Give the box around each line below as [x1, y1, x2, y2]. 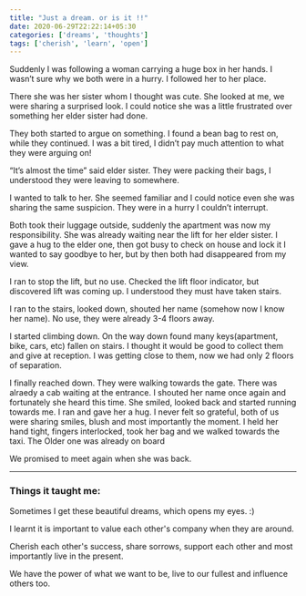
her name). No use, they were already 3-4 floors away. [9, 313, 216, 324]
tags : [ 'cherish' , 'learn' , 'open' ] [9, 38, 148, 48]
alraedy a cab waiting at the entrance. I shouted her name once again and [9, 387, 287, 398]
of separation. [9, 360, 62, 371]
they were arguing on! [9, 148, 92, 159]
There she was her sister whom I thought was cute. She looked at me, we [9, 91, 285, 102]
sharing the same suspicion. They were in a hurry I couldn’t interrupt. [9, 202, 269, 213]
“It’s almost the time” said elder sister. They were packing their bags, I [9, 165, 271, 176]
